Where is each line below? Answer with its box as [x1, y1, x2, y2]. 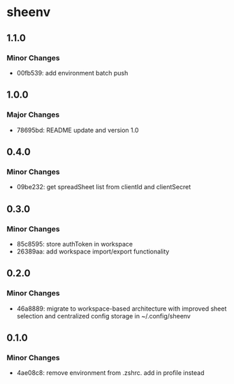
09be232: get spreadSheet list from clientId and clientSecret [16, 183, 191, 191]
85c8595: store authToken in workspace [16, 239, 133, 248]
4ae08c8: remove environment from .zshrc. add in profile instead [16, 369, 205, 377]
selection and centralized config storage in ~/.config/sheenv [16, 311, 191, 320]
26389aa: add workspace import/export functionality [16, 247, 170, 256]
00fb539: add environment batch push [16, 68, 129, 77]
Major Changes [6, 110, 60, 119]
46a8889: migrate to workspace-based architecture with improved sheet [16, 304, 227, 313]
